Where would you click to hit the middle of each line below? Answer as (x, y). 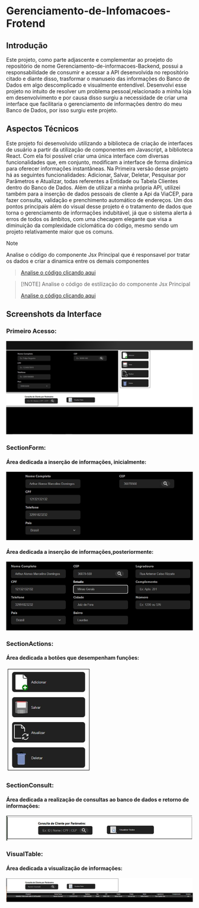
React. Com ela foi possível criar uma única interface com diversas (88, 156)
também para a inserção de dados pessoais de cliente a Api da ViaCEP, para (99, 194)
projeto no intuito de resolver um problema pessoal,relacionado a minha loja (99, 91)
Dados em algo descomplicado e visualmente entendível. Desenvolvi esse (97, 85)
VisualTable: (25, 854)
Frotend (26, 23)
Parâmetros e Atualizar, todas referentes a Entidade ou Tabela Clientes (92, 181)
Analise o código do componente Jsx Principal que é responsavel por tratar (98, 254)
